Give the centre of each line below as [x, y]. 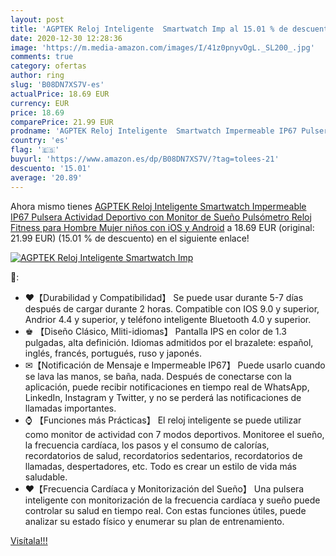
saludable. [46, 477]
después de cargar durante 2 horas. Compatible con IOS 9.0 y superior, [172, 308]
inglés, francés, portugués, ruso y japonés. [113, 353]
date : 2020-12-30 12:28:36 [66, 38]
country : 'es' [40, 141]
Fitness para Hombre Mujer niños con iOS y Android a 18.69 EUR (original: [162, 227]
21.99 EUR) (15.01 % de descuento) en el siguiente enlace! [130, 238]
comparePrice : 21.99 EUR [62, 122]
